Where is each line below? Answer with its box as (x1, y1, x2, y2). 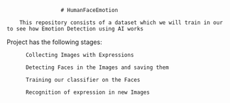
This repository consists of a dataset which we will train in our (19, 19, 223, 26)
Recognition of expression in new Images (25, 89, 150, 96)
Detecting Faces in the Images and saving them (25, 64, 170, 71)
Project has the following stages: (6, 38, 102, 46)
